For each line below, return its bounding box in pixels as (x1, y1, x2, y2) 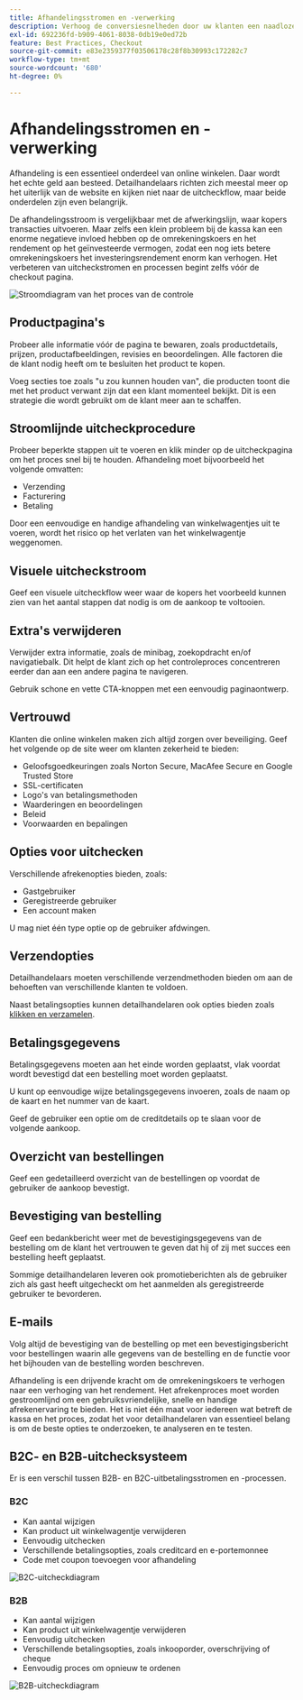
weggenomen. (9, 538, 63, 548)
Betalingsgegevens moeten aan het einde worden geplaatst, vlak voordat (9, 1059, 281, 1070)
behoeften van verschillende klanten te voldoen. (9, 982, 188, 993)
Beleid (22, 808, 47, 819)
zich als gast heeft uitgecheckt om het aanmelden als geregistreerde (9, 1278, 264, 1290)
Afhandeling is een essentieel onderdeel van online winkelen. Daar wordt (9, 168, 280, 179)
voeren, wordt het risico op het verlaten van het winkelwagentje (9, 528, 246, 538)
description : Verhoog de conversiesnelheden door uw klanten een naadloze (9, 22, 297, 31)
